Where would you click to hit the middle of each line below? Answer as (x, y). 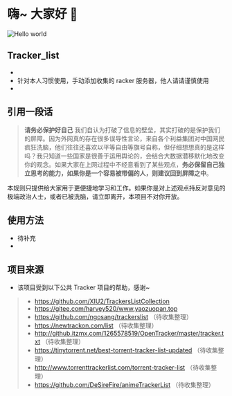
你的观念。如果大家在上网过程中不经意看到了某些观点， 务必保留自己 (121, 164)
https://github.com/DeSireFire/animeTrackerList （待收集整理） (124, 385)
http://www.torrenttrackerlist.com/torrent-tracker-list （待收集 (123, 368)
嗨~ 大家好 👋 (43, 14)
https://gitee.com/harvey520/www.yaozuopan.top (106, 309)
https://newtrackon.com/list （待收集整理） (96, 325)
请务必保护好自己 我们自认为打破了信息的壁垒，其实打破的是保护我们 (122, 129)
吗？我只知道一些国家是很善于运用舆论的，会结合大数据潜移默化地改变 (124, 156)
